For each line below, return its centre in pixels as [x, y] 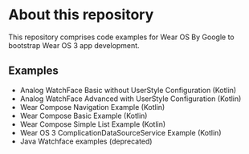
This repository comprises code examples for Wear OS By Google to [121, 37]
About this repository [81, 15]
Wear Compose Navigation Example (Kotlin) [92, 107]
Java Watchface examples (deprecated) [86, 141]
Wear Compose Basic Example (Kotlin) [84, 115]
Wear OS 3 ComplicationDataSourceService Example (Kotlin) [120, 132]
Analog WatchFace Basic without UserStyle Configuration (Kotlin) [128, 90]
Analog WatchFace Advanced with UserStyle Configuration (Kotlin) [131, 99]
